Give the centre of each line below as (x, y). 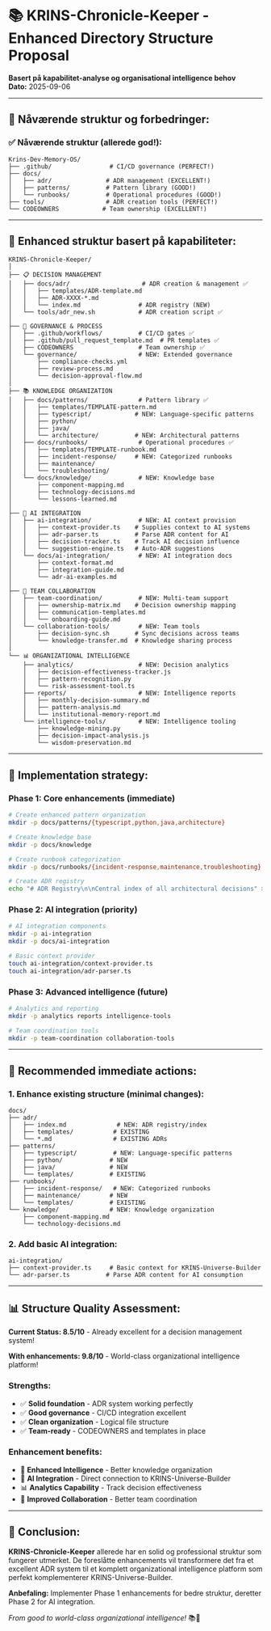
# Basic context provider (52, 956)
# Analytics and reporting (54, 1008)
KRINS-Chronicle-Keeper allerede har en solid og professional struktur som (135, 1551)
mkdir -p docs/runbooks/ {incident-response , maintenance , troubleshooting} (135, 867)
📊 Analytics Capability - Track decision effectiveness (111, 1487)
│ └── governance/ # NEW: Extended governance (120, 355)
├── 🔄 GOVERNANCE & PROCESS (56, 327)
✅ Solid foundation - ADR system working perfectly (106, 1403)
